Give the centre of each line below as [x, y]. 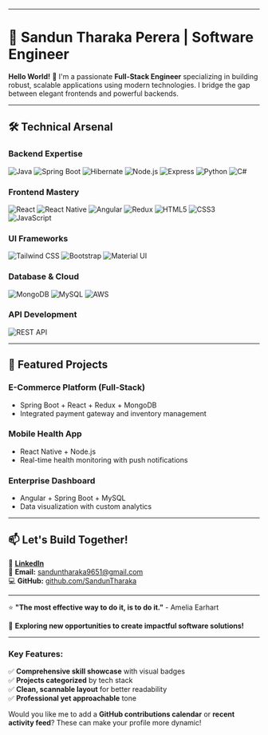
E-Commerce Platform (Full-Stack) [77, 387]
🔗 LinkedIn [26, 563]
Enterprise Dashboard [52, 480]
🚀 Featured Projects [58, 365]
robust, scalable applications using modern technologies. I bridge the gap [129, 85]
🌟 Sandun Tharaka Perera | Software [131, 38]
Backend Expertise [45, 154]
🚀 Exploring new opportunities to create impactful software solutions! [126, 626]
